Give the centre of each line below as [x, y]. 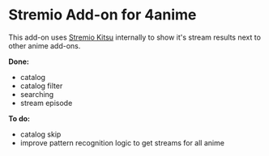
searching [37, 94]
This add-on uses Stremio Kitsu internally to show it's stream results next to [135, 37]
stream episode [46, 103]
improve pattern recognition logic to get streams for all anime [122, 142]
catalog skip [41, 134]
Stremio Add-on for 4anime [102, 15]
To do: [19, 118]
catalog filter [41, 86]
